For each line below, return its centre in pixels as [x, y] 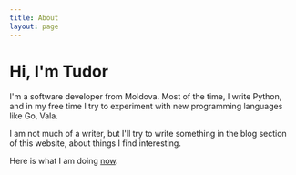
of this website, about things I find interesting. [96, 143]
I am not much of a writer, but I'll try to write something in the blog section [148, 134]
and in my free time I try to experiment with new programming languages [146, 107]
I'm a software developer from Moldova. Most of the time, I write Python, [146, 97]
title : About [34, 18]
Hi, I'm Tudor [59, 72]
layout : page [34, 26]
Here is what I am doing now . [64, 161]
